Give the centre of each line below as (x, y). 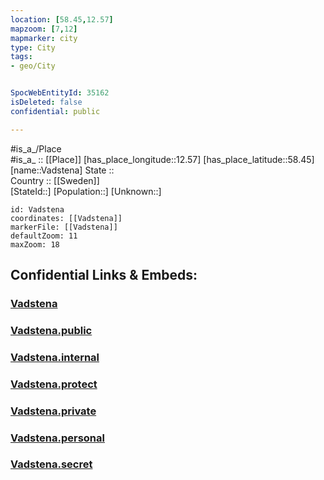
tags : (21, 57)
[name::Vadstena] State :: (62, 170)
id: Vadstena (37, 209)
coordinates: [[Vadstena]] (66, 218)
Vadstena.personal (57, 438)
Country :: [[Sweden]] (55, 180)
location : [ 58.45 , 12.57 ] (62, 19)
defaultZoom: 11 (44, 236)
